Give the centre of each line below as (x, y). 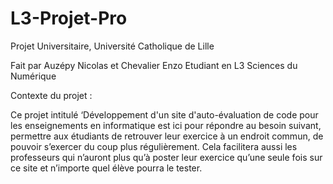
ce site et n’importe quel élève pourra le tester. (106, 168)
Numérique (33, 76)
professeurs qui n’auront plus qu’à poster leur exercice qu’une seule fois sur (166, 157)
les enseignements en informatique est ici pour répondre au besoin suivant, (166, 125)
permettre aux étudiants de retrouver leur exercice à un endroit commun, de (167, 136)
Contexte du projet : (51, 95)
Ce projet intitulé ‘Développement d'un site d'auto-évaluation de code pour (164, 114)
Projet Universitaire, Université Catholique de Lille (112, 46)
